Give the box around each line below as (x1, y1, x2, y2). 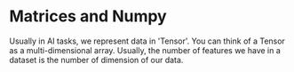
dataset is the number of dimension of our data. (9, 54, 184, 65)
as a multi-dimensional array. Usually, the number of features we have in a (9, 44, 282, 55)
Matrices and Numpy (9, 6, 167, 27)
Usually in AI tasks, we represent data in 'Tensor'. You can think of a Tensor (9, 36, 286, 46)
